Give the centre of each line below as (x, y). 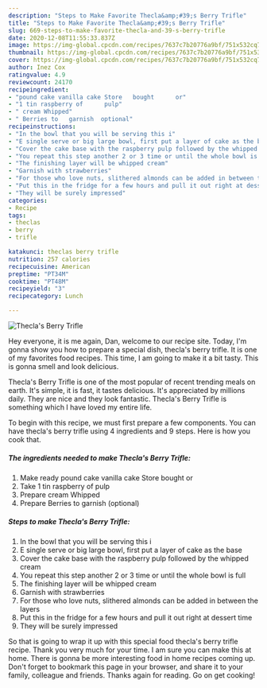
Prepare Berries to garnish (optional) (79, 503)
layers (30, 608)
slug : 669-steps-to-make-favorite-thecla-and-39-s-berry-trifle (117, 30)
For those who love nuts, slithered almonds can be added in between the (139, 601)
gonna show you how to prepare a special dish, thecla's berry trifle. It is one (133, 350)
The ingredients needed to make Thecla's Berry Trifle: (100, 457)
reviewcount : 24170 (41, 82)
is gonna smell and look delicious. (64, 366)
